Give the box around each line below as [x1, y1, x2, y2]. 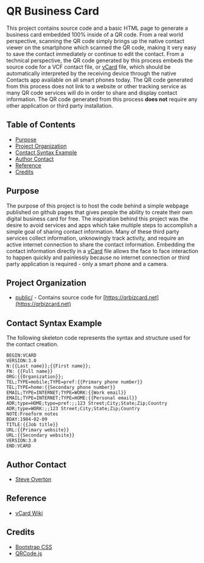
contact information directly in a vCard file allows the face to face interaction [6, 247, 199, 254]
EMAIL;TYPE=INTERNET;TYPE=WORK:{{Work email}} [6, 390, 127, 396]
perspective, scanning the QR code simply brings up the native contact [6, 37, 185, 44]
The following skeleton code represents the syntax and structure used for [6, 334, 191, 341]
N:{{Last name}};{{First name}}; [6, 363, 91, 369]
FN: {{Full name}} [6, 368, 53, 375]
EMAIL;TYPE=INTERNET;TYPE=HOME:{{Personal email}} [6, 395, 138, 401]
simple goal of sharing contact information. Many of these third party [6, 228, 180, 235]
